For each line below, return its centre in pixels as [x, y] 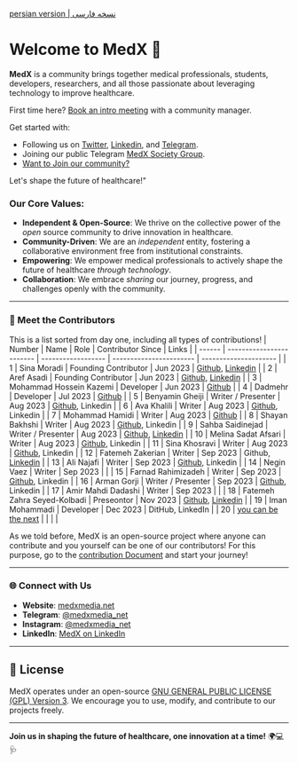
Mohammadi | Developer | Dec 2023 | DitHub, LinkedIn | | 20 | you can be [144, 509]
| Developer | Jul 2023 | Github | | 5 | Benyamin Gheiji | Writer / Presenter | [145, 396]
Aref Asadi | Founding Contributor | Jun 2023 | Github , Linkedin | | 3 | [136, 377]
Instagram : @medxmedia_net [76, 624]
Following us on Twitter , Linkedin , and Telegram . [110, 144]
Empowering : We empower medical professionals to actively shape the [153, 261]
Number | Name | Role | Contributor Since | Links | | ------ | [118, 349]
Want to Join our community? [76, 163]
